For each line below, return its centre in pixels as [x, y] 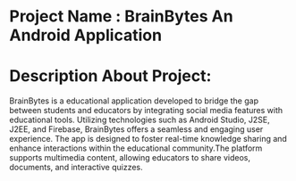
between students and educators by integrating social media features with [146, 111]
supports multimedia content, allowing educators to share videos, [130, 158]
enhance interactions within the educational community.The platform [136, 148]
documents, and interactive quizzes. [76, 168]
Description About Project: [110, 76]
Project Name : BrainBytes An [122, 16]
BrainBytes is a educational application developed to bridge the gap [134, 101]
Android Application [86, 35]
